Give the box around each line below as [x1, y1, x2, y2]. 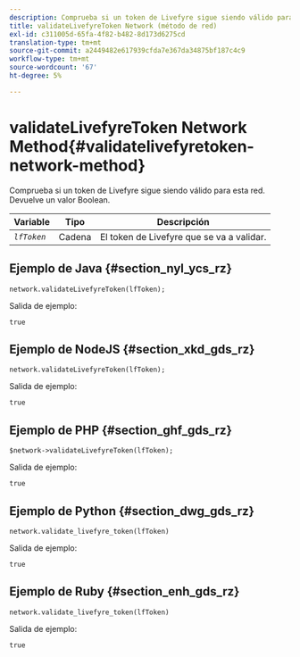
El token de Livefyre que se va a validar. [99, 230, 267, 243]
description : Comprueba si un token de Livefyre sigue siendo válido [9, 12, 274, 22]
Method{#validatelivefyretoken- [9, 136, 254, 156]
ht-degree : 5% [9, 71, 62, 80]
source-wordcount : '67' [9, 63, 98, 72]
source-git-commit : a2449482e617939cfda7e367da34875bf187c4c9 [9, 46, 246, 55]
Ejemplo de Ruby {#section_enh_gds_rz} [9, 584, 240, 599]
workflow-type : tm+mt [9, 54, 90, 63]
